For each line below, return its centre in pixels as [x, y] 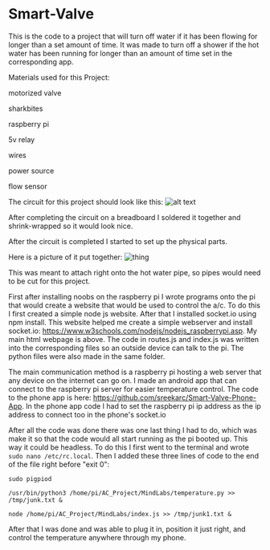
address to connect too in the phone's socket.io [87, 414]
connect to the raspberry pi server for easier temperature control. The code [133, 389]
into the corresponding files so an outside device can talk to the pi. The [126, 348]
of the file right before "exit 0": [59, 464]
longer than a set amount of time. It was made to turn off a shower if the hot [134, 44]
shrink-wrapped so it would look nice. [71, 226]
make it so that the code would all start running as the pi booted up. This [128, 438]
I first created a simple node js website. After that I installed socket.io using [133, 313]
